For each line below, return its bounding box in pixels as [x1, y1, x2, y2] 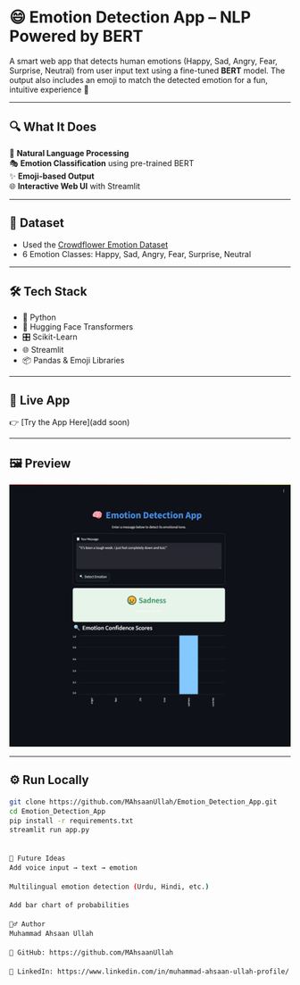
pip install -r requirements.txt [9, 816, 134, 825]
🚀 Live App [9, 392, 71, 408]
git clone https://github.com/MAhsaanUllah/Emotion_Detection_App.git [9, 797, 278, 806]
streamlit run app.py [9, 825, 90, 835]
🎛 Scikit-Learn [21, 331, 78, 342]
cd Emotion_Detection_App [9, 806, 105, 815]
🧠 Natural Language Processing [9, 147, 129, 158]
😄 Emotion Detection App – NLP [9, 7, 252, 28]
